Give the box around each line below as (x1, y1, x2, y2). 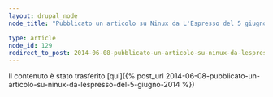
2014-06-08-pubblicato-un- (165, 71, 261, 81)
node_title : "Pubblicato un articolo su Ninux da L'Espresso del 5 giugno (8, 19, 267, 27)
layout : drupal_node (8, 11, 79, 20)
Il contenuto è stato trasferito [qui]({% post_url (8, 71, 164, 81)
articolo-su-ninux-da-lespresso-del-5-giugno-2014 (8, 80, 180, 90)
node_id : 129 (8, 41, 53, 49)
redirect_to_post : (8, 49, 71, 57)
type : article (8, 34, 57, 42)
